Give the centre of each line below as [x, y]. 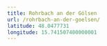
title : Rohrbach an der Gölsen [52, 13]
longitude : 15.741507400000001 [52, 32]
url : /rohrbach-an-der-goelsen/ [53, 20]
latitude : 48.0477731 [38, 26]
